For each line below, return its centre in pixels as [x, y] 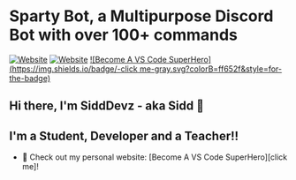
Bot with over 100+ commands [124, 35]
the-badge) [30, 78]
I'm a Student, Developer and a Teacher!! [124, 135]
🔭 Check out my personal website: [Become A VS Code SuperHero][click [155, 157]
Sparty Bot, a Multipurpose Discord [141, 16]
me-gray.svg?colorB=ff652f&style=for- [211, 69]
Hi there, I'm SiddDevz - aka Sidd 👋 [107, 106]
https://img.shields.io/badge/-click [75, 69]
